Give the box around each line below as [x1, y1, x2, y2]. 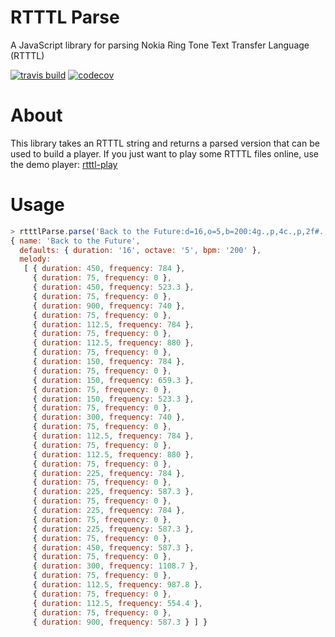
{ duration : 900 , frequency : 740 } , [32, 301, 186, 311]
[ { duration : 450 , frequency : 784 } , [23, 264, 186, 274]
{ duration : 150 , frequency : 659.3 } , [32, 375, 195, 385]
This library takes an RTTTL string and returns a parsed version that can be [10, 137, 320, 149]
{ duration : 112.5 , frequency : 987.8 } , [32, 580, 203, 590]
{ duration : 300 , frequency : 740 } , [32, 412, 186, 423]
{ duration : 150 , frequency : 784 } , [32, 357, 186, 367]
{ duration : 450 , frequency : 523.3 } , [32, 282, 195, 293]
